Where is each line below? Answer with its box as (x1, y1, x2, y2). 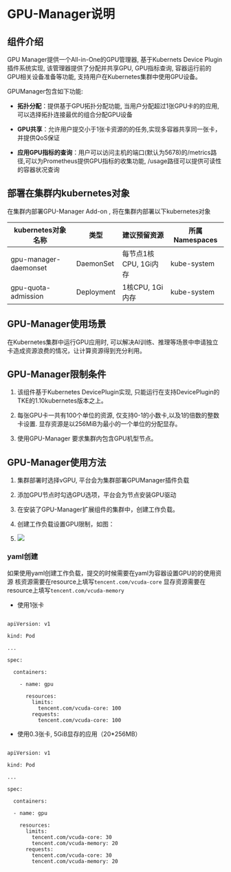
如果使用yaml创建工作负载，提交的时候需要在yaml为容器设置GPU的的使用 (7, 568, 216, 577)
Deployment (76, 287, 115, 297)
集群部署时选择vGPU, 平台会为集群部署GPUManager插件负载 (16, 476, 190, 485)
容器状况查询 (23, 166, 60, 173)
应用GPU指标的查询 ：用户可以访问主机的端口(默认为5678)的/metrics (16, 149, 211, 156)
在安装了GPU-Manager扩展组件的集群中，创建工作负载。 (16, 505, 179, 513)
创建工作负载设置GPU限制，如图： (16, 520, 115, 529)
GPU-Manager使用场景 (7, 318, 107, 330)
